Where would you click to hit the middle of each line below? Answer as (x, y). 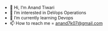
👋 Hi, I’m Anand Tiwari (32, 8)
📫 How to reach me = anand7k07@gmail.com (56, 23)
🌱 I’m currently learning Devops (41, 18)
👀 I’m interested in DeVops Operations (48, 13)
